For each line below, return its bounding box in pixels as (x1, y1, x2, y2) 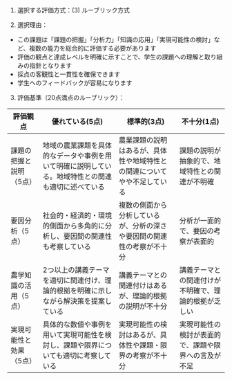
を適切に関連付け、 (42, 275, 105, 285)
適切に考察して (63, 351, 112, 360)
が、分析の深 (118, 221, 161, 230)
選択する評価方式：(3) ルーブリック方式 (17, 6, 130, 14)
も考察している (42, 242, 91, 251)
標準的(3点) (126, 117, 165, 126)
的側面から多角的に (42, 221, 106, 230)
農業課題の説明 (118, 136, 168, 145)
